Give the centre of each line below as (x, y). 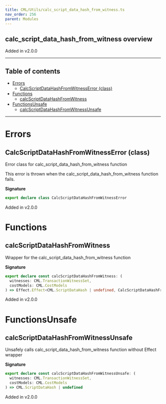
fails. (10, 179)
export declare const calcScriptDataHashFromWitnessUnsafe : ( (70, 374)
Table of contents (33, 71)
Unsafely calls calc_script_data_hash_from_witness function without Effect (81, 349)
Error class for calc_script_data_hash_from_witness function (66, 164)
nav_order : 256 (21, 14)
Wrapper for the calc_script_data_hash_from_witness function (68, 257)
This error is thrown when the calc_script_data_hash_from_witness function (82, 174)
